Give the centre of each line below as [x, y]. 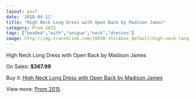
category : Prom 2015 [31, 28]
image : [14, 38]
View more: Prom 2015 [33, 89]
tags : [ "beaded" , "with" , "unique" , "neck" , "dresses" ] [70, 33]
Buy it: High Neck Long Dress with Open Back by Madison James [85, 78]
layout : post [22, 11]
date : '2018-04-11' [30, 17]
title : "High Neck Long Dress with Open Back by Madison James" [86, 22]
